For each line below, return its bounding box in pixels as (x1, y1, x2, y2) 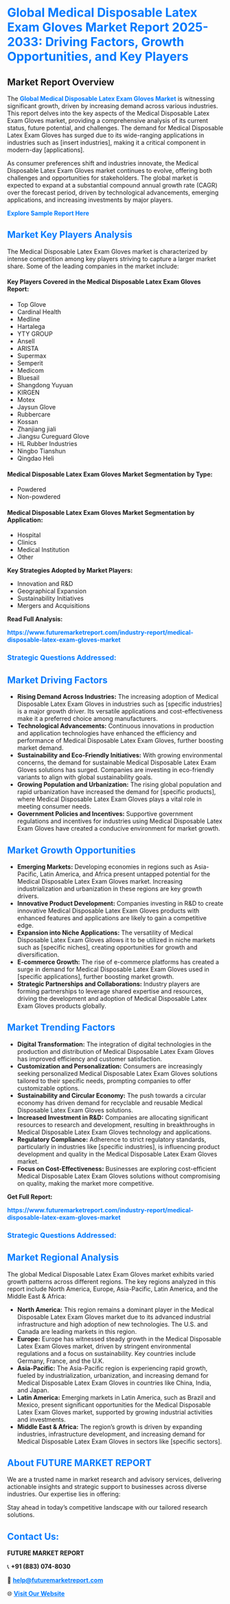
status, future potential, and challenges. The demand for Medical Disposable (7, 124, 224, 132)
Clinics (16, 538, 36, 547)
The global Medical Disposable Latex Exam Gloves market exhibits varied (7, 1270, 214, 1278)
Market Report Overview (7, 76, 115, 88)
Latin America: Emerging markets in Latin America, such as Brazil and (16, 1393, 216, 1401)
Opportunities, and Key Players (7, 49, 189, 65)
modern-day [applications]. (7, 146, 84, 154)
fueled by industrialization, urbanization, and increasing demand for (16, 1371, 209, 1379)
